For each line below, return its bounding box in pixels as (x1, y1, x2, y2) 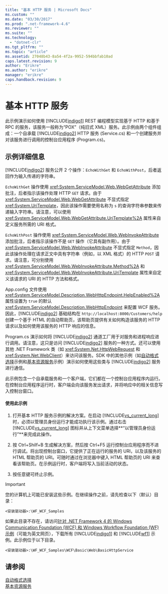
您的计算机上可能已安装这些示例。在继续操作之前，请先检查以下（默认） (5, 491, 154, 497)
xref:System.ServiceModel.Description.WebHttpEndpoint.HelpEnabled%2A (5, 292, 160, 298)
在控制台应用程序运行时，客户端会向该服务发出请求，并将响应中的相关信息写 (5, 381, 163, 388)
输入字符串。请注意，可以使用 (9, 209, 71, 215)
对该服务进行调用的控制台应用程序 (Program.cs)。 (5, 136, 108, 143)
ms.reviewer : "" (5, 26, 39, 31)
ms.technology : (5, 36, 37, 41)
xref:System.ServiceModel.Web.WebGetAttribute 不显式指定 (5, 196, 129, 202)
